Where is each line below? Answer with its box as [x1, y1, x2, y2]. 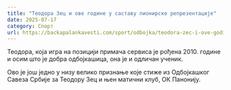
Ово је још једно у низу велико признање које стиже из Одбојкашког [7, 68, 210, 76]
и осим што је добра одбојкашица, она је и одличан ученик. [7, 55, 184, 63]
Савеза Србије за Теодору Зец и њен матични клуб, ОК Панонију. [7, 76, 201, 84]
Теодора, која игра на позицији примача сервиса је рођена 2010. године [7, 48, 221, 56]
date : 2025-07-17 [7, 16, 57, 23]
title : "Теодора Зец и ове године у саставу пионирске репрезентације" [7, 10, 217, 17]
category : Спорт [7, 22, 54, 29]
